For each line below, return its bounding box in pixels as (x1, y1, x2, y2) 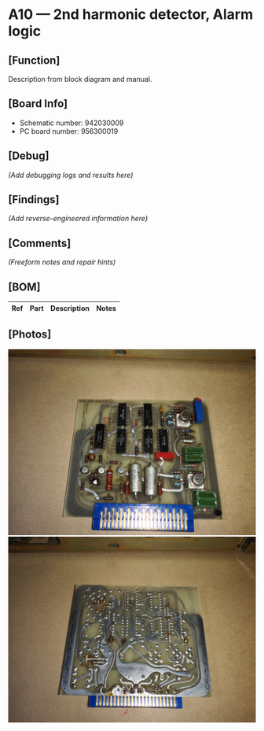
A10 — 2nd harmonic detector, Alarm (8, 6, 254, 24)
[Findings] (8, 193, 60, 206)
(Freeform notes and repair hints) (8, 257, 116, 267)
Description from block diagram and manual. (8, 75, 152, 83)
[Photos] (8, 328, 52, 342)
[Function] (8, 54, 60, 67)
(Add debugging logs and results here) (8, 170, 134, 179)
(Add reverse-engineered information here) (8, 214, 148, 223)
